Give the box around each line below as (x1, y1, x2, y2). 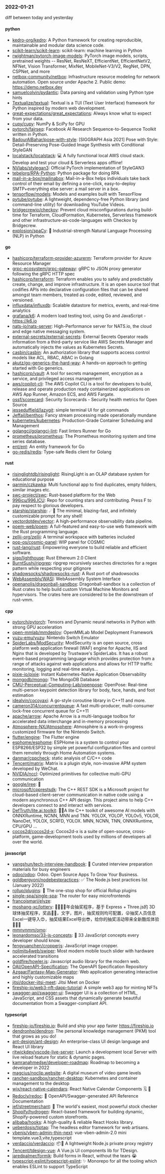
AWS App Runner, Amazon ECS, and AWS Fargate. (12, 391, 115, 397)
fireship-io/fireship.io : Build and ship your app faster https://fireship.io (12, 1023, 154, 1029)
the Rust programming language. (12, 528, 79, 534)
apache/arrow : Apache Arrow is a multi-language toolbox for (12, 713, 136, 719)
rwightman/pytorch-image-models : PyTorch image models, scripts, (12, 53, 148, 59)
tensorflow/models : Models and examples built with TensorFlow (12, 191, 142, 197)
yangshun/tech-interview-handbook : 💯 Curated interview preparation (12, 861, 153, 867)
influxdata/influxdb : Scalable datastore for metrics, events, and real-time (12, 302, 159, 308)
